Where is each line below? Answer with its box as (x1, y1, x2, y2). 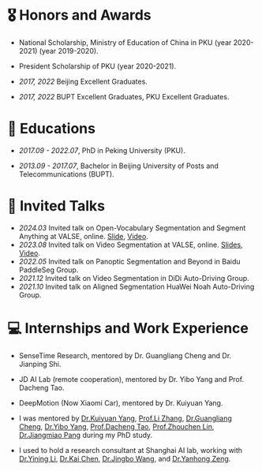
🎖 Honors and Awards (7, 6, 152, 24)
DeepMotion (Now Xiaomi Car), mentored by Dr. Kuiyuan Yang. (18, 398, 223, 407)
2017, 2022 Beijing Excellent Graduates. (18, 77, 148, 86)
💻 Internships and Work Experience (7, 320, 249, 337)
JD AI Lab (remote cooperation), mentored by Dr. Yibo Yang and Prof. (18, 374, 245, 383)
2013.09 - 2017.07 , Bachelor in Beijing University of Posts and (18, 161, 219, 170)
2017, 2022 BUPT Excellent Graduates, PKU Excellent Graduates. (18, 92, 230, 101)
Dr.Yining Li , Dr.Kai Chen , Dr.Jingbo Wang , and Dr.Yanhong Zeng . (18, 454, 231, 463)
